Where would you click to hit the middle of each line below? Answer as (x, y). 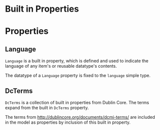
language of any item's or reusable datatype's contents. (61, 66)
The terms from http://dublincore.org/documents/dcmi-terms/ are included (80, 117)
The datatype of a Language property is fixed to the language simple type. (78, 75)
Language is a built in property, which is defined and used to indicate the (77, 61)
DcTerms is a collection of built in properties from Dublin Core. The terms (77, 102)
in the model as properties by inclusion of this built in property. (68, 122)
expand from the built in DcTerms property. (47, 108)
